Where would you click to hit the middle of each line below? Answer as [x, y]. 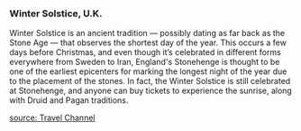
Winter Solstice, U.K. [56, 14]
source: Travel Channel [52, 118]
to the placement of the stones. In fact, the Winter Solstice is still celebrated [150, 81]
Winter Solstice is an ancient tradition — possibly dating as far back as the [147, 33]
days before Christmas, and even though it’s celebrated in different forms [145, 52]
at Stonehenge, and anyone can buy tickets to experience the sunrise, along [151, 91]
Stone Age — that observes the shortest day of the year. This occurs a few [148, 42]
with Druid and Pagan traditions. [69, 100]
